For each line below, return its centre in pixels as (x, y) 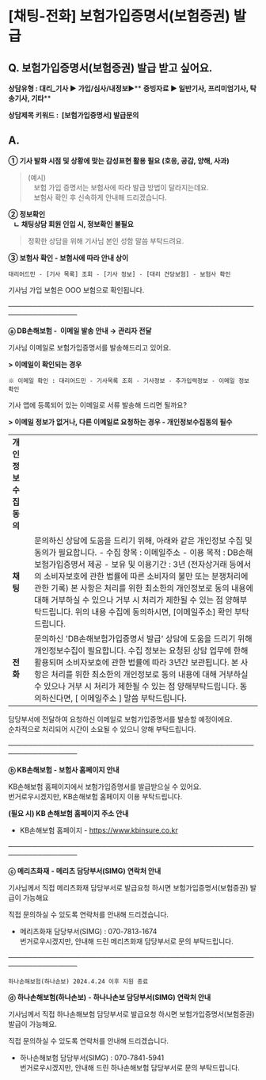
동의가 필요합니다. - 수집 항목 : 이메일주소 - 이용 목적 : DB (137, 552)
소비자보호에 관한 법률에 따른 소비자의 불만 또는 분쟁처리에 (146, 576)
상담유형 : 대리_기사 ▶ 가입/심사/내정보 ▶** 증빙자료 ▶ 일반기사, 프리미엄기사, (128, 88)
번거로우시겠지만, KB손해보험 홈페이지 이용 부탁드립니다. (95, 796)
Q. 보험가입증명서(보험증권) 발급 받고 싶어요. (110, 68)
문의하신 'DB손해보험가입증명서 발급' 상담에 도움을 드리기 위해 (143, 638)
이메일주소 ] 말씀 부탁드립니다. (134, 698)
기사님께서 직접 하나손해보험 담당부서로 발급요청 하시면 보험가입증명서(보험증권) (131, 1014)
